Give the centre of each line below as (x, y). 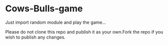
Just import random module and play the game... (56, 22)
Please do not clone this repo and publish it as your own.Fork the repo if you (84, 32)
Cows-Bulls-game (44, 9)
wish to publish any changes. (35, 37)
